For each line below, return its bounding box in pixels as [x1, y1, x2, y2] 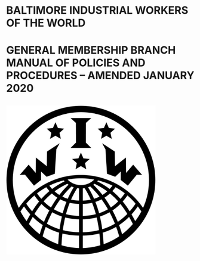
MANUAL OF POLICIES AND [6, 56, 146, 70]
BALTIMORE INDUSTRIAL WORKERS [6, 4, 189, 17]
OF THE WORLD [6, 16, 86, 30]
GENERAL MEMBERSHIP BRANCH [6, 44, 176, 57]
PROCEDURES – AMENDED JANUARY [6, 69, 195, 82]
